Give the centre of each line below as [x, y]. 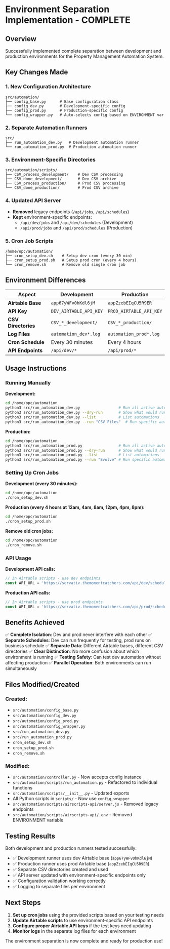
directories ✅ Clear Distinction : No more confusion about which [72, 651]
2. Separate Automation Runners [46, 128]
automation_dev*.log [75, 334]
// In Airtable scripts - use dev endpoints [53, 578]
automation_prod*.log [134, 334]
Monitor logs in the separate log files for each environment [74, 931]
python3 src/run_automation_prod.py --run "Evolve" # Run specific [78, 460]
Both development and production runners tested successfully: [71, 848]
